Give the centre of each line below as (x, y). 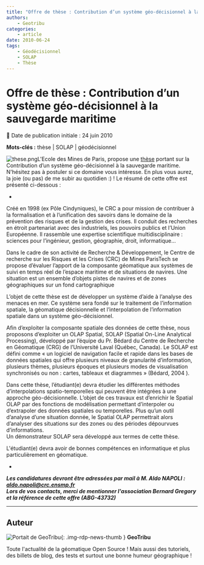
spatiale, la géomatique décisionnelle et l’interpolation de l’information (94, 310)
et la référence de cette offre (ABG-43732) (61, 498)
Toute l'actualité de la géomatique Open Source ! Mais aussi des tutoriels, (98, 549)
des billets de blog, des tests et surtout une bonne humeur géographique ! (99, 556)
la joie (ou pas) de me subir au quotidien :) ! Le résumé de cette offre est (97, 179)
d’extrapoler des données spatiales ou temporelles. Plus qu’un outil (90, 411)
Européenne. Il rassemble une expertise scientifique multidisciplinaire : (95, 234)
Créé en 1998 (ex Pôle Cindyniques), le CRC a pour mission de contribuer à (100, 209)
